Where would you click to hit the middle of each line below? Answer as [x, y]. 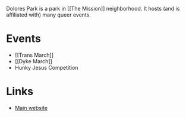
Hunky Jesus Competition [46, 67]
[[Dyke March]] [33, 61]
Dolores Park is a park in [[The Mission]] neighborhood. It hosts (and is [93, 9]
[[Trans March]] [34, 55]
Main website [31, 108]
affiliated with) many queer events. [48, 15]
